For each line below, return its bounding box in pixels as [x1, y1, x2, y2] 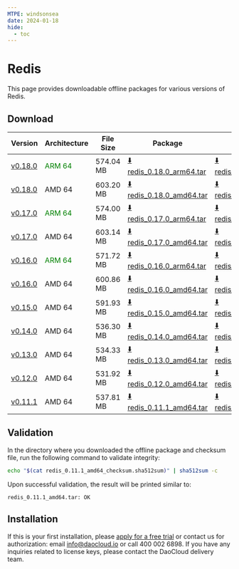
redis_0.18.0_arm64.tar [127, 167, 206, 177]
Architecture [45, 138, 89, 148]
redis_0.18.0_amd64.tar [127, 190, 208, 200]
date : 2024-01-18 [7, 17, 59, 24]
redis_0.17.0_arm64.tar [127, 214, 206, 224]
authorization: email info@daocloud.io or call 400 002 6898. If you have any [7, 539, 230, 548]
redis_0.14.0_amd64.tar [127, 332, 208, 342]
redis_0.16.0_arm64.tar [127, 261, 206, 271]
